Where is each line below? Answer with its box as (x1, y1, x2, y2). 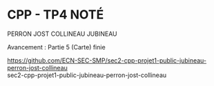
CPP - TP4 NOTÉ (7, 7, 104, 23)
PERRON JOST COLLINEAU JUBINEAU (7, 30, 117, 38)
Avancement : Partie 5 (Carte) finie (7, 43, 106, 51)
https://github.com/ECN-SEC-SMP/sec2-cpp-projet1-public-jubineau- (7, 56, 207, 65)
